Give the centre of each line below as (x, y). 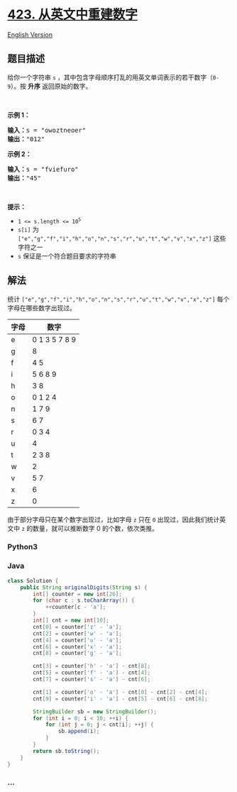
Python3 (22, 547)
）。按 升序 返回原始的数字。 (51, 86)
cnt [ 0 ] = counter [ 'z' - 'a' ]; (77, 627)
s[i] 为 (28, 229)
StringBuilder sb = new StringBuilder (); (95, 711)
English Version (30, 34)
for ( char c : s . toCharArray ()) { (84, 600)
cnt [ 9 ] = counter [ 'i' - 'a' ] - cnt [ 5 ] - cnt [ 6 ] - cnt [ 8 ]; (120, 699)
